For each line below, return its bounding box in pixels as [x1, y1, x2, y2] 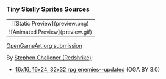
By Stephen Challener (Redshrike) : [6, 54, 93, 61]
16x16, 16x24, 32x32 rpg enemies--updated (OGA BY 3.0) [15, 66, 161, 73]
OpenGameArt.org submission [6, 42, 82, 49]
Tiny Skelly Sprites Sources [6, 5, 90, 13]
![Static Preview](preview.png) [12, 20, 90, 28]
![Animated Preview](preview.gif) [9, 28, 93, 36]
